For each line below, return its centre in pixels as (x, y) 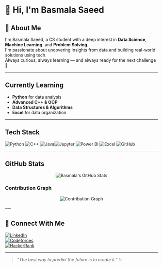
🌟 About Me (23, 28)
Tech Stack (22, 133)
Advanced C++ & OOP (35, 102)
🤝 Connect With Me (35, 223)
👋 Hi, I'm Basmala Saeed (55, 10)
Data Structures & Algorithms (42, 107)
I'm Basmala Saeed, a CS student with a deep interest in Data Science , (76, 39)
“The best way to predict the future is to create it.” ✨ (70, 259)
